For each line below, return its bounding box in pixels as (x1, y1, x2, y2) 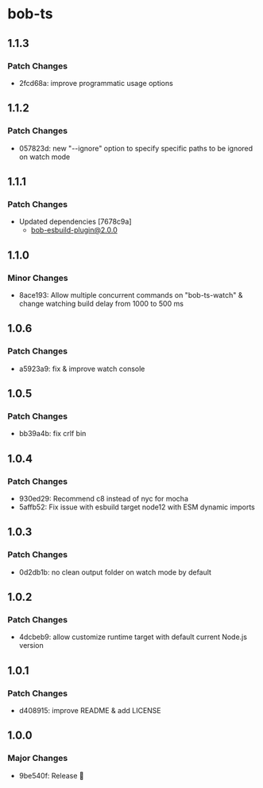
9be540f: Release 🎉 (18, 770, 84, 780)
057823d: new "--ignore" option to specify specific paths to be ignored (18, 143, 253, 153)
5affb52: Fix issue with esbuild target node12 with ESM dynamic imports (18, 502, 255, 512)
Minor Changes (7, 272, 68, 283)
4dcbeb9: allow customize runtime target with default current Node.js (18, 632, 248, 642)
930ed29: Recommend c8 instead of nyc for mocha (18, 494, 188, 503)
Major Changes (7, 753, 68, 764)
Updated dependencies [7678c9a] (18, 217, 132, 227)
